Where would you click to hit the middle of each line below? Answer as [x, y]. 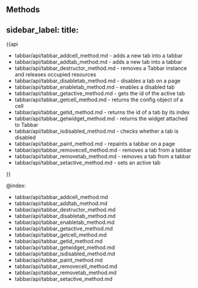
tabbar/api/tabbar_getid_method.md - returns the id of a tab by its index [102, 113]
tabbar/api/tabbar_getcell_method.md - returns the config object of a [99, 100]
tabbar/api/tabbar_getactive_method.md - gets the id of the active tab [100, 94]
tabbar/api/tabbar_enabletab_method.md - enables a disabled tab [95, 87]
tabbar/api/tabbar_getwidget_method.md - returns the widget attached [101, 119]
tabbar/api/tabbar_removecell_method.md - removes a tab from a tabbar [103, 150]
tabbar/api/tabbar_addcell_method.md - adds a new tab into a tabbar [99, 56]
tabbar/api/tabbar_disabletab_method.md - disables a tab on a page [98, 81]
